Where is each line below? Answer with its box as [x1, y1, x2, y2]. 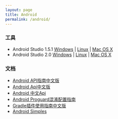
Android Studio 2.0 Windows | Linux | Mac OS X [12, 51, 111, 57]
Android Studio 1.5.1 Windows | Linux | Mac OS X [12, 46, 113, 52]
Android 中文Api [12, 90, 46, 96]
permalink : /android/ [5, 17, 51, 22]
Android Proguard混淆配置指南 [12, 96, 76, 102]
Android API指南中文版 [12, 77, 59, 83]
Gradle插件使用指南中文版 [12, 102, 66, 108]
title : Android [5, 12, 37, 17]
